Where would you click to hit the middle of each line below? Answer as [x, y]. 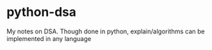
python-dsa [41, 12]
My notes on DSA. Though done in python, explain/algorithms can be [106, 31]
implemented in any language [49, 38]
